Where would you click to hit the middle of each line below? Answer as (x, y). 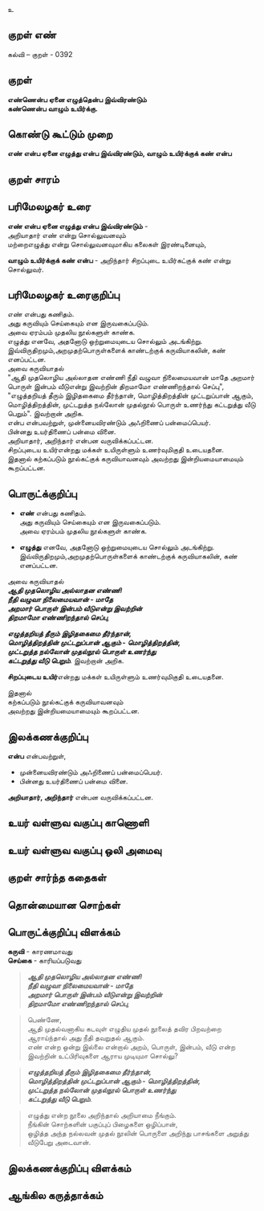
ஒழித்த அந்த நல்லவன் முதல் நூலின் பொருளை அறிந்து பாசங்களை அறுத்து (138, 1133)
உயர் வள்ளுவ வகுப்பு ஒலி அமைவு (85, 850)
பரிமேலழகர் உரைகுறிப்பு (63, 295)
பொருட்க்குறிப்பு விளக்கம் (64, 933)
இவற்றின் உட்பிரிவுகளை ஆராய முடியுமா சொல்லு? (102, 1056)
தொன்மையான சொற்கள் (64, 905)
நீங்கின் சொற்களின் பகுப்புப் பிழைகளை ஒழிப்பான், (102, 1124)
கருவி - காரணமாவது (40, 951)
